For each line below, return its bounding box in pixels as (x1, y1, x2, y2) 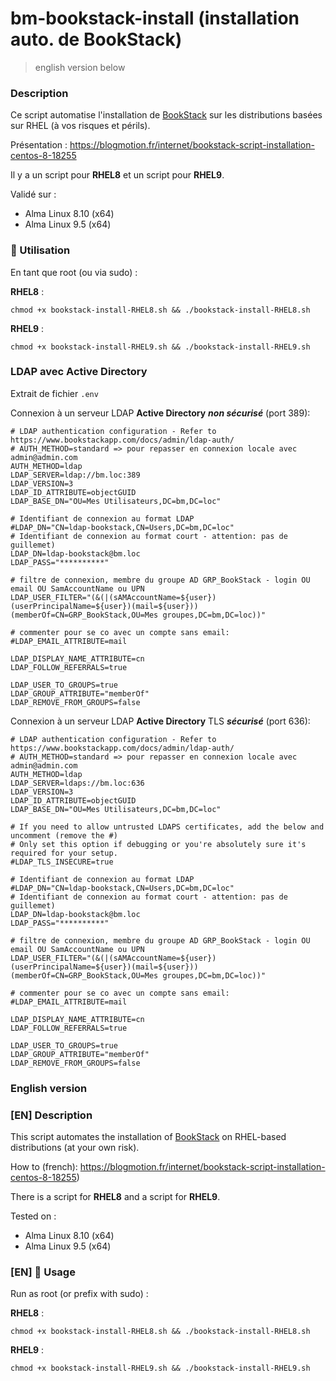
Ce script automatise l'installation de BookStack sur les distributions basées (10, 109, 323, 121)
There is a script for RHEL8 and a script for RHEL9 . (10, 1191, 221, 1203)
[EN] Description (10, 1108, 93, 1122)
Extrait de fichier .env (10, 387, 99, 399)
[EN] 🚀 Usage (10, 1265, 76, 1279)
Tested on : (10, 1210, 57, 1222)
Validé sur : (10, 188, 57, 201)
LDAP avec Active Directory (10, 365, 148, 379)
